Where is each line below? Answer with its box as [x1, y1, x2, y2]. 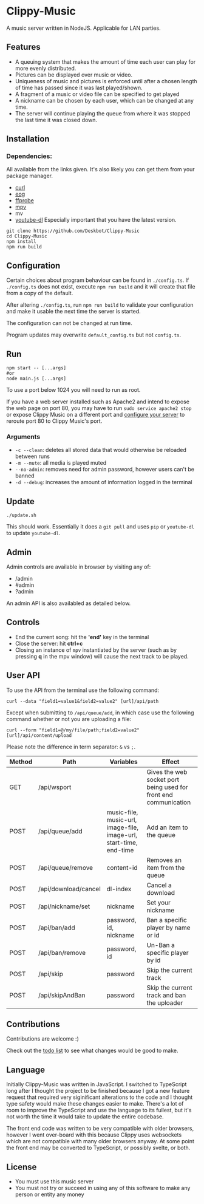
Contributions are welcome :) [6, 1035, 79, 1042]
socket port [146, 775, 179, 784]
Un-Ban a [146, 940, 175, 949]
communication [146, 798, 191, 806]
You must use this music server [15, 1178, 94, 1185]
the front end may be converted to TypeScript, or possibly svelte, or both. [6, 1144, 191, 1152]
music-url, [106, 815, 137, 824]
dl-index [106, 884, 132, 893]
